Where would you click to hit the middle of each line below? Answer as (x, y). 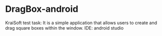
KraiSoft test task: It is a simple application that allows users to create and (81, 23)
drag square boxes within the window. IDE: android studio (64, 28)
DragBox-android (42, 9)
